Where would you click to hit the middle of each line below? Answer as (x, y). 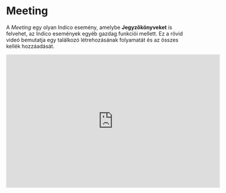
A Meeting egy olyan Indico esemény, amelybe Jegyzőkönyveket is (89, 27)
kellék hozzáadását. (31, 46)
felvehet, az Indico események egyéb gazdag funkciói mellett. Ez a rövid (95, 33)
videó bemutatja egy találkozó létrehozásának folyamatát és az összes (93, 40)
